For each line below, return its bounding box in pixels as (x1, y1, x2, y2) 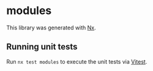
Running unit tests (6, 42, 78, 52)
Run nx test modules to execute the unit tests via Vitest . (6, 58, 147, 65)
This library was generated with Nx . (6, 24, 96, 31)
